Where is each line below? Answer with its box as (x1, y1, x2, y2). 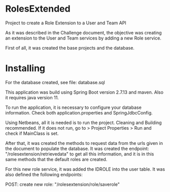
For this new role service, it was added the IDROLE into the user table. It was (5, 166, 165, 172)
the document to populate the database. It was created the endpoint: (5, 145, 149, 151)
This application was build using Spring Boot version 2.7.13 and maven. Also (5, 89, 164, 95)
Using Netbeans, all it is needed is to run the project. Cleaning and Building (5, 120, 162, 126)
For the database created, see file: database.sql (5, 79, 105, 85)
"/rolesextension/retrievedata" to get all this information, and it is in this (5, 150, 154, 157)
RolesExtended (5, 3, 71, 15)
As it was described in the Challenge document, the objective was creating (5, 29, 162, 35)
